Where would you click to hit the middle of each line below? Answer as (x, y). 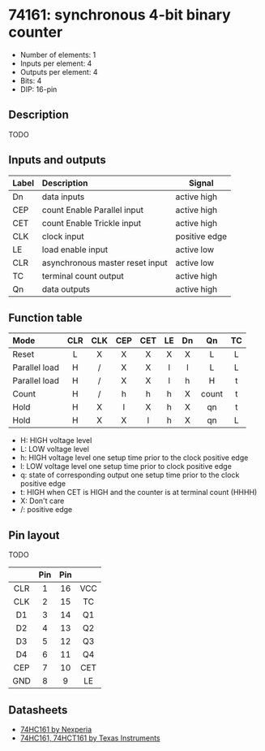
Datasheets (38, 710)
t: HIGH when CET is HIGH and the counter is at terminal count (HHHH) (139, 493)
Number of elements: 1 (58, 54)
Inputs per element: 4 (56, 63)
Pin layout (34, 535)
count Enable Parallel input (93, 210)
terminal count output (83, 276)
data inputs (63, 197)
